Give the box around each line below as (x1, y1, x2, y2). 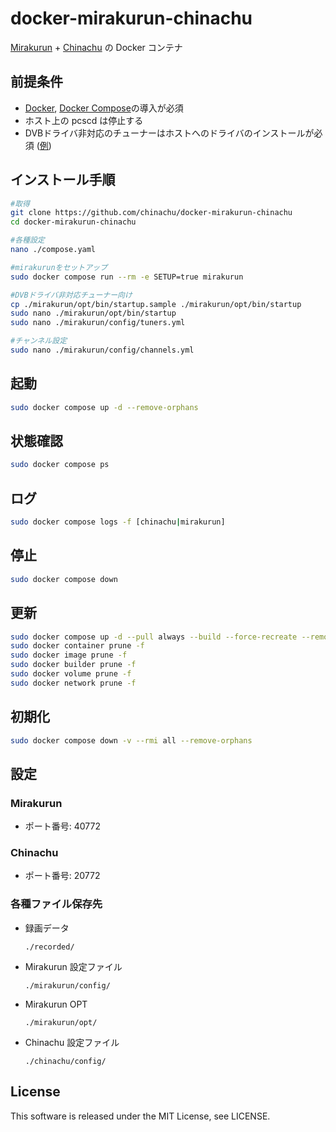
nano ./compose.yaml (10, 245, 97, 255)
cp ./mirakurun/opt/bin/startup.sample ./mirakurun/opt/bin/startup (10, 299, 302, 309)
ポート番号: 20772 (24, 870, 101, 882)
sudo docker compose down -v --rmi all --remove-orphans (10, 735, 253, 746)
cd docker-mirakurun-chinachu (10, 217, 137, 227)
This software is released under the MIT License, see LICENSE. (10, 1110, 271, 1122)
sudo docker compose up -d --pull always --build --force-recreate (10, 632, 298, 642)
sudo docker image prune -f (10, 650, 128, 661)
